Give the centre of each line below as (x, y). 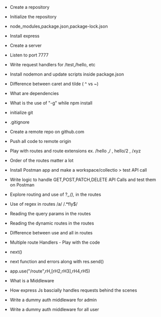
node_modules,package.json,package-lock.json (59, 26)
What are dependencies (34, 93)
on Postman (22, 185)
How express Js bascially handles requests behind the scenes (73, 290)
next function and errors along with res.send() (57, 261)
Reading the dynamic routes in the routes (52, 223)
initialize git (21, 113)
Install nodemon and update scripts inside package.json (67, 74)
